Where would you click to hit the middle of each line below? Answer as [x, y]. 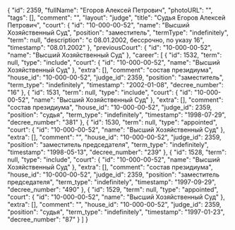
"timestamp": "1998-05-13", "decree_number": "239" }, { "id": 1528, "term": [117, 152]
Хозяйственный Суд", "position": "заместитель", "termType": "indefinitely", [118, 32]
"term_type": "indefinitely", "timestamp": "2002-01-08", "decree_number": [115, 85]
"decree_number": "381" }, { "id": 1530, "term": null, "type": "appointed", [112, 122]
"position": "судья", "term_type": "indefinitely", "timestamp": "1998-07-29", [117, 115]
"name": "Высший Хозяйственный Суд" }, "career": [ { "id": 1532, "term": [115, 55]
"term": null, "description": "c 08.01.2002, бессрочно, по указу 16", [106, 40]
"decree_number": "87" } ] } [48, 219]
